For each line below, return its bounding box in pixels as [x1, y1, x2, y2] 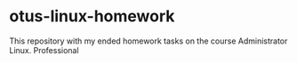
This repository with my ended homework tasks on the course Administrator [9, 35, 288, 46]
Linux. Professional [9, 44, 79, 55]
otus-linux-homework [9, 6, 175, 27]
